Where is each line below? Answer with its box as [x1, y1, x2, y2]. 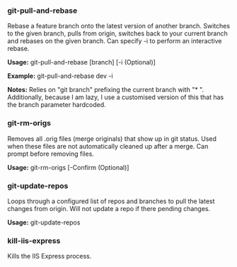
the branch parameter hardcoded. [7, 101, 106, 109]
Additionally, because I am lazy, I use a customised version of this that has [7, 93, 224, 101]
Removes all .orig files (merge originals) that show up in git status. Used [7, 134, 217, 143]
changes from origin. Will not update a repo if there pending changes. [7, 204, 211, 212]
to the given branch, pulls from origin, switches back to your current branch [7, 29, 228, 38]
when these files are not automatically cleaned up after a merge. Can [7, 142, 209, 150]
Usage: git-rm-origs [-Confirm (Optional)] [7, 163, 129, 171]
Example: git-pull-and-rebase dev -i [7, 72, 113, 80]
